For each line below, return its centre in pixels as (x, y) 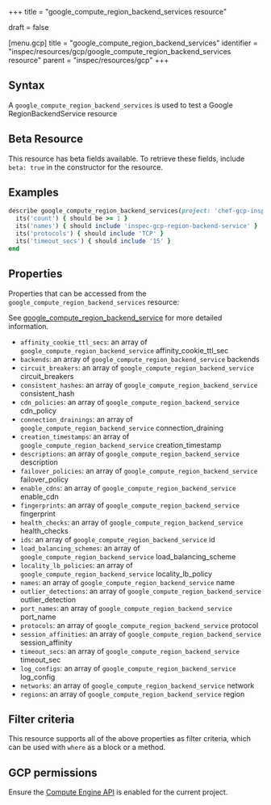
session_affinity (46, 643)
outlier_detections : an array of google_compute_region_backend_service (141, 591)
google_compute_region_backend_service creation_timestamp (121, 445)
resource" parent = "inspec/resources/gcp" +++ (89, 60)
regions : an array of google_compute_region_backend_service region (132, 693)
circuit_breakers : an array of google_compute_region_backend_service (137, 368)
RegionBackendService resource (63, 113)
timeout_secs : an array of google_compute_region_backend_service (130, 651)
